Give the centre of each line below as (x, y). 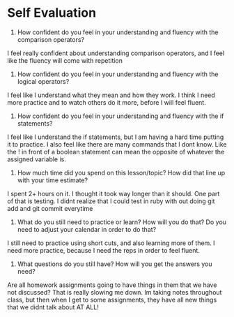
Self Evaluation (52, 13)
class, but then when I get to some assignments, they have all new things (112, 300)
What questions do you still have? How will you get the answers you (115, 264)
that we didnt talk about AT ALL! (53, 307)
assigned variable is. (37, 159)
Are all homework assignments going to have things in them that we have (112, 285)
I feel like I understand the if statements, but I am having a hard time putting (116, 137)
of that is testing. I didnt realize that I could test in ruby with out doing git (111, 201)
